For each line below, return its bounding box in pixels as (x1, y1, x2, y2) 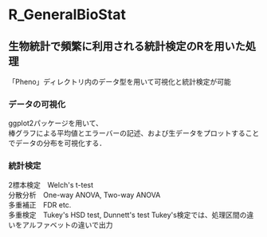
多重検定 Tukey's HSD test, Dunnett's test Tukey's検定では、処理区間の (8, 210, 247, 219)
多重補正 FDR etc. (8, 199, 72, 209)
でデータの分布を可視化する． (8, 138, 106, 148)
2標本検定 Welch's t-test (8, 180, 94, 189)
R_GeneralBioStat (8, 6, 126, 24)
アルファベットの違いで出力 (22, 219, 113, 229)
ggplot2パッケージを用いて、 (8, 118, 104, 128)
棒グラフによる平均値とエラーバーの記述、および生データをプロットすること (8, 128, 260, 138)
